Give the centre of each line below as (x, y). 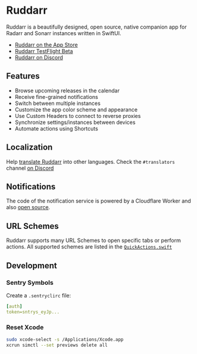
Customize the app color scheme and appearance (76, 109)
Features (23, 76)
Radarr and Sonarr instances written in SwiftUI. (64, 33)
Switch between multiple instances (58, 103)
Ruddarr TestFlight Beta (44, 51)
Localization (29, 147)
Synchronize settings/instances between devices (75, 122)
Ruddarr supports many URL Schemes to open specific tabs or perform (94, 240)
